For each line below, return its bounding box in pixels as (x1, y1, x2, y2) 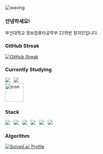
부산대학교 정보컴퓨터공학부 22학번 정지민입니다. (5, 30, 99, 36)
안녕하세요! (5, 18, 30, 25)
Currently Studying (5, 66, 52, 73)
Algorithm (5, 133, 30, 140)
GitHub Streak (5, 42, 40, 49)
